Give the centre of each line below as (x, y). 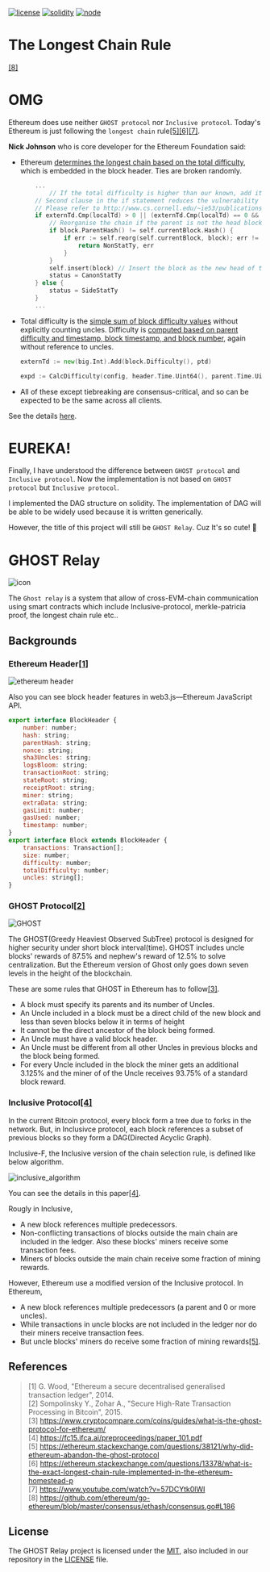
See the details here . (43, 416)
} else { (50, 283)
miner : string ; (48, 795)
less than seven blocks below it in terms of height (102, 1022)
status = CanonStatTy (86, 276)
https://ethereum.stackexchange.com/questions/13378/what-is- (146, 1463)
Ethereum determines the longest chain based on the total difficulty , (133, 162)
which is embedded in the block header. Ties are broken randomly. (131, 170)
